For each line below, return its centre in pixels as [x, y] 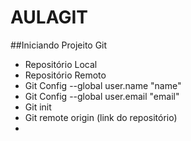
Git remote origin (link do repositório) [101, 117]
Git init [38, 107]
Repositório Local [61, 64]
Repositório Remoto [65, 75]
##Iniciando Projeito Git [59, 45]
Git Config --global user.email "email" [102, 96]
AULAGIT [49, 17]
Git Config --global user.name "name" [103, 85]
